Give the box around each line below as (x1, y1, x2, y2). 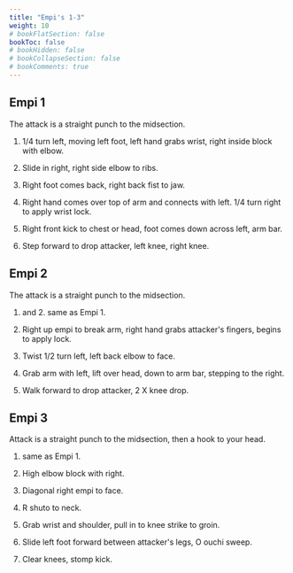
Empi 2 (9, 267, 49, 282)
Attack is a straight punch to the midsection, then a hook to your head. (9, 434, 266, 445)
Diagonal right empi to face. (21, 485, 124, 496)
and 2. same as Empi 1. (21, 306, 106, 317)
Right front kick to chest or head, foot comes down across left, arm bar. (21, 223, 283, 234)
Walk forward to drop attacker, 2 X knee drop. (21, 384, 189, 395)
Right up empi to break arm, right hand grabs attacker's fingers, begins (21, 324, 281, 335)
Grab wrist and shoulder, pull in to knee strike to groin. (21, 520, 220, 530)
